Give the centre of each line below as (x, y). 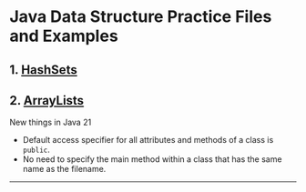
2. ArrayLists (47, 101)
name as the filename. (64, 169)
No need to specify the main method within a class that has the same (152, 159)
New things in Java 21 (51, 122)
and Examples (64, 36)
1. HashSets (43, 70)
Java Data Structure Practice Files (141, 17)
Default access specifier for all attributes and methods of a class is (148, 140)
